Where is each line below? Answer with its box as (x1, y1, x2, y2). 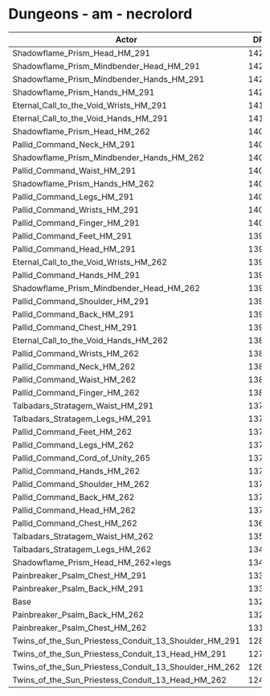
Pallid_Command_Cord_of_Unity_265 (12, 452, 151, 463)
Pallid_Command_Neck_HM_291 (12, 138, 136, 149)
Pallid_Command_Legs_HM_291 (12, 190, 134, 202)
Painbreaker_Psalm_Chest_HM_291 (12, 570, 147, 581)
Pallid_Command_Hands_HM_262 (12, 465, 141, 477)
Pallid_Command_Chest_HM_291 (12, 321, 138, 333)
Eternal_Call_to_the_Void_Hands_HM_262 (12, 334, 169, 346)
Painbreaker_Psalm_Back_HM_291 (12, 583, 145, 594)
